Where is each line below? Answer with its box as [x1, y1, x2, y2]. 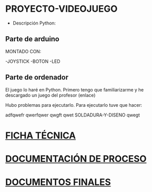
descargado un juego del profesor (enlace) [5, 92, 96, 98]
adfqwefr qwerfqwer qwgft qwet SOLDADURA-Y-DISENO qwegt [5, 112, 140, 118]
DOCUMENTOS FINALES [5, 177, 111, 188]
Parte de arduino [5, 35, 60, 43]
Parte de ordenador [5, 73, 69, 82]
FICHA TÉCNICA [5, 130, 76, 141]
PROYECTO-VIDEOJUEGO [5, 3, 118, 15]
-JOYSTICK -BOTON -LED [5, 58, 60, 64]
